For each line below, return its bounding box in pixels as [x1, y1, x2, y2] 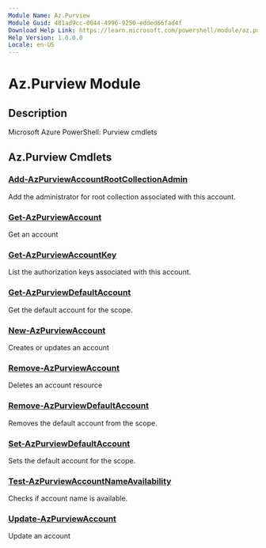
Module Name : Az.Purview [8, 11, 90, 20]
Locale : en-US [8, 41, 55, 49]
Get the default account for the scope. [8, 305, 133, 315]
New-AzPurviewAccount [8, 325, 106, 336]
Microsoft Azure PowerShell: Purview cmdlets [8, 127, 158, 137]
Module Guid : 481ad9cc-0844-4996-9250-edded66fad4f [8, 19, 182, 27]
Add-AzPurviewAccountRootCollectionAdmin [8, 174, 188, 185]
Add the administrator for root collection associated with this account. [8, 191, 236, 202]
